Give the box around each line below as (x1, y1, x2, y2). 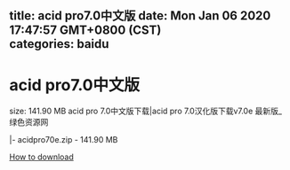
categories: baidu (9, 36, 109, 51)
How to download (9, 151, 74, 162)
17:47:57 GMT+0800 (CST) (9, 23, 162, 38)
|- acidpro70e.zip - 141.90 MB (9, 135, 118, 145)
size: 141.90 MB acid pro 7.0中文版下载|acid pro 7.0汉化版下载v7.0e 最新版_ (9, 105, 283, 117)
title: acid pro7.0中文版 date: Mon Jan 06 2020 (9, 8, 271, 24)
